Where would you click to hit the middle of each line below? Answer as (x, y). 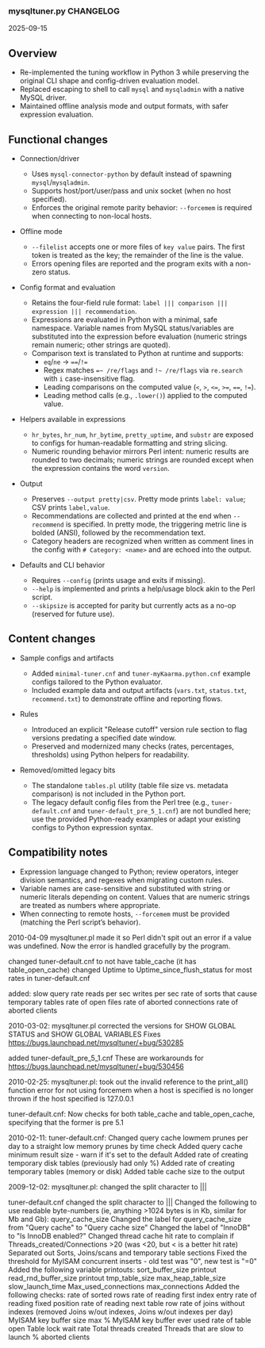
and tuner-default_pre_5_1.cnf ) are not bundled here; (162, 810)
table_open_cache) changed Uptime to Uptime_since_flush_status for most (130, 970)
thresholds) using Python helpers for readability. (110, 754)
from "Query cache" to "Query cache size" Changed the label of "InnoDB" (129, 1227)
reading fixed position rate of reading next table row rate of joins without (127, 1303)
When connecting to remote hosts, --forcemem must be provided (125, 913)
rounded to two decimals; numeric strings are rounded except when (142, 460)
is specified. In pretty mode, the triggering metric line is (156, 524)
